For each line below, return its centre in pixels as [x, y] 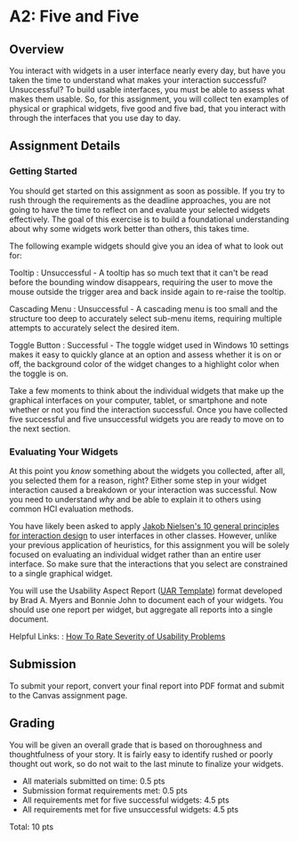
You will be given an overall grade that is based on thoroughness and [136, 745]
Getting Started [43, 171]
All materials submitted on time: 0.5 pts [93, 780]
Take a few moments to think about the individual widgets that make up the [147, 390]
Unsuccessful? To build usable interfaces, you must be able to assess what [147, 90]
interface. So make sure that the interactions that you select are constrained [149, 564]
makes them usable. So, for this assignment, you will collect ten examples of [149, 99]
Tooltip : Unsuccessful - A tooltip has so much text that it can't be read [139, 273]
